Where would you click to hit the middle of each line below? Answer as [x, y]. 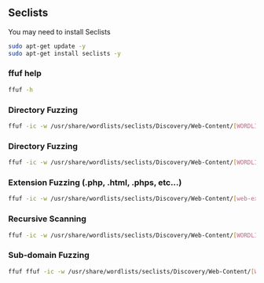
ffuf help [25, 74]
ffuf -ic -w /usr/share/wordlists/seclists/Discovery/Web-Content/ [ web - [130, 199]
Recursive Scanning [47, 219]
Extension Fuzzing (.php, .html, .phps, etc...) [95, 182]
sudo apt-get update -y [47, 46]
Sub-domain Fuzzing [49, 256]
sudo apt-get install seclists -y [65, 53]
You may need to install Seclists [60, 31]
